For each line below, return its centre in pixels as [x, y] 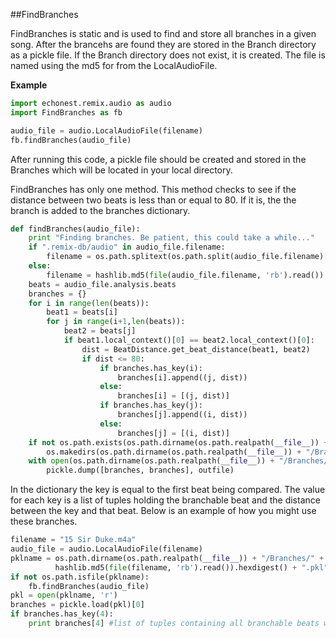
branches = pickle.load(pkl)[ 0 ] [77, 605]
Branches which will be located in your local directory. [121, 170]
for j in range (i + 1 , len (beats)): [116, 322]
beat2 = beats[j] [100, 331]
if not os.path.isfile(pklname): [80, 577]
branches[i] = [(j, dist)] [173, 396]
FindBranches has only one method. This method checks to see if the [153, 189]
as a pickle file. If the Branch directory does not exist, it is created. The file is [168, 55]
